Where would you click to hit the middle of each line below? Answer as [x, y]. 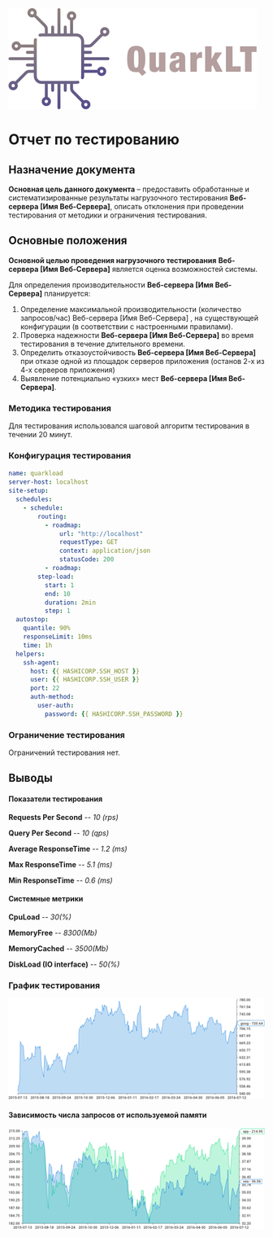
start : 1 [59, 585]
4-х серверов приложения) [67, 370]
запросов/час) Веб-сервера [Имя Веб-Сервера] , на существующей [139, 318]
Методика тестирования [60, 408]
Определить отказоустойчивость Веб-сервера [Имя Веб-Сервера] [138, 352]
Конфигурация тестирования [70, 456]
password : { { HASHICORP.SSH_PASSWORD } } [114, 714]
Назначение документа [72, 170]
